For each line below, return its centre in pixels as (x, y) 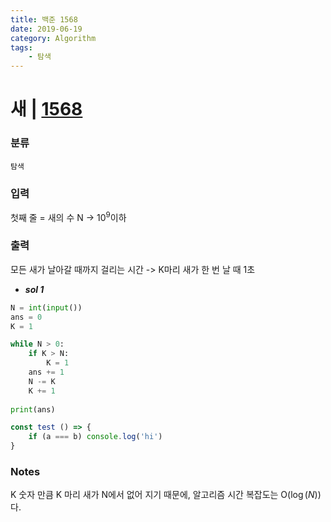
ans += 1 (46, 372)
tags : (21, 47)
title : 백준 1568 (44, 19)
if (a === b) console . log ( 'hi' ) (95, 437)
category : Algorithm (53, 38)
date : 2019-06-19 (46, 29)
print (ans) (33, 409)
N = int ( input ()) (46, 307)
